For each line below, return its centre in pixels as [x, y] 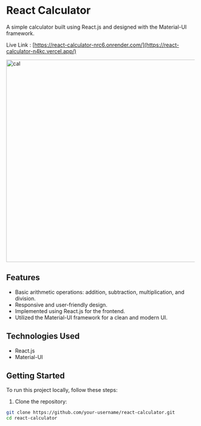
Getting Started [36, 376]
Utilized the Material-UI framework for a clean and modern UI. [91, 317]
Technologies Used [43, 336]
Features [23, 278]
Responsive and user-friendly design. [61, 305]
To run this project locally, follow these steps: [62, 390]
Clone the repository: [41, 402]
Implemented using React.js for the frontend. [70, 311]
